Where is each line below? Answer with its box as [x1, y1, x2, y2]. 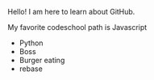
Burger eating [19, 56, 65, 65]
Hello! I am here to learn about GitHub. [7, 7, 135, 16]
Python [19, 38, 44, 48]
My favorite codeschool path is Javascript [7, 23, 148, 32]
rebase [19, 64, 44, 74]
